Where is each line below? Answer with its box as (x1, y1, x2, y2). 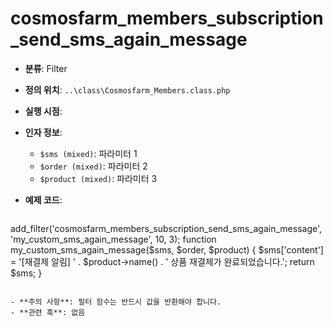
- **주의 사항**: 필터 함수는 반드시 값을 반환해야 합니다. (10, 297, 222, 307)
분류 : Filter (24, 62, 68, 74)
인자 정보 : (24, 126, 63, 138)
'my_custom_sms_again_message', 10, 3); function (10, 233, 217, 245)
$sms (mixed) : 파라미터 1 (39, 147, 138, 159)
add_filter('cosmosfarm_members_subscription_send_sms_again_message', (10, 222, 323, 234)
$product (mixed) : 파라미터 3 (39, 172, 158, 184)
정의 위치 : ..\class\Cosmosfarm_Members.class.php (24, 83, 231, 96)
